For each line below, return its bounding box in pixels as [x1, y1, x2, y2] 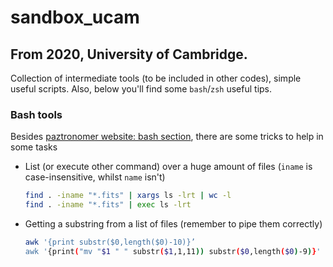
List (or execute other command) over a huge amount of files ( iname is [24, 161, 313, 173]
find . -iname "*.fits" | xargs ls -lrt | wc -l [24, 191, 232, 201]
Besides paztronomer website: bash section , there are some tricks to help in [10, 131, 324, 143]
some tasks [10, 141, 58, 153]
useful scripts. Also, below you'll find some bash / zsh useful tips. [10, 83, 273, 95]
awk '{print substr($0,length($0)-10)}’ [24, 237, 196, 248]
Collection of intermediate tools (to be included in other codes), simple [10, 72, 302, 84]
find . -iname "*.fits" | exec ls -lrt [24, 200, 192, 210]
